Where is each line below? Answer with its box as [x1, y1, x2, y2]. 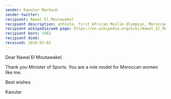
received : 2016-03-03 [5, 40, 51, 45]
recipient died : [5, 36, 40, 41]
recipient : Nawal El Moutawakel [5, 17, 74, 22]
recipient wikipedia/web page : [5, 26, 72, 31]
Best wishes [5, 79, 31, 85]
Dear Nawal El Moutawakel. [5, 54, 63, 60]
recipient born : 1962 [5, 31, 51, 36]
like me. [5, 69, 22, 75]
